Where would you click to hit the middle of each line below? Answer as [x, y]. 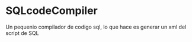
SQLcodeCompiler [52, 11]
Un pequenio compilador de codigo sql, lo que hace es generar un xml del [96, 27]
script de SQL [22, 33]
